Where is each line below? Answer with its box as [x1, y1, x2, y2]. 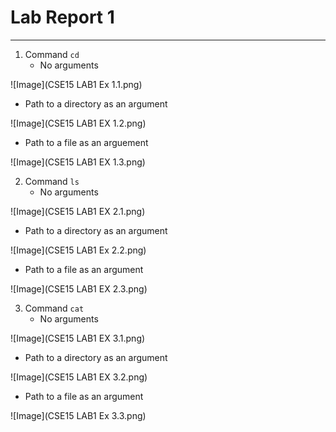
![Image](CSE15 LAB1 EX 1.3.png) [10, 156, 146, 168]
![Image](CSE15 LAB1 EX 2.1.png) [10, 205, 146, 217]
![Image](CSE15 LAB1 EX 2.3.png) [10, 282, 148, 295]
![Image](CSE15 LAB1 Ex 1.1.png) [10, 78, 143, 90]
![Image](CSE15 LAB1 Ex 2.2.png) [10, 244, 147, 256]
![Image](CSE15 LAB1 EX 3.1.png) [10, 332, 146, 344]
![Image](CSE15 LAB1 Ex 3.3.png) [10, 409, 147, 421]
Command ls [24, 175, 80, 187]
